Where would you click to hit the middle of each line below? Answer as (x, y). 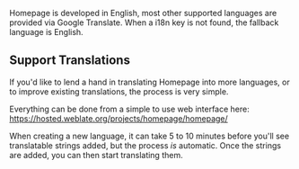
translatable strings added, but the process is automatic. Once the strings (145, 145)
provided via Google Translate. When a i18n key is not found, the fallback (144, 22)
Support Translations (70, 61)
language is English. (46, 32)
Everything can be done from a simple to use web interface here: (129, 109)
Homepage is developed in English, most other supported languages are (143, 13)
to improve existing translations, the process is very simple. (119, 91)
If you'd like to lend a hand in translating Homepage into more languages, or (149, 82)
